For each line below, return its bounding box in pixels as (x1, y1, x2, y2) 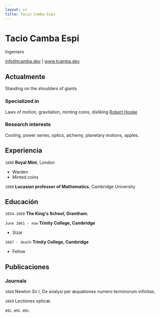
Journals (5, 277, 27, 284)
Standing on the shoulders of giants (5, 86, 77, 91)
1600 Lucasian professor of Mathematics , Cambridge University (5, 183, 136, 189)
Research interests (5, 121, 51, 128)
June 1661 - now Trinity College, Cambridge (5, 220, 95, 226)
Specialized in (5, 98, 39, 105)
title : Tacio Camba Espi (5, 12, 56, 17)
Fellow (12, 249, 26, 254)
